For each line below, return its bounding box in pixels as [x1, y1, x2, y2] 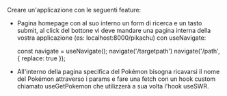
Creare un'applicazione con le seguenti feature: [7, 6, 142, 14]
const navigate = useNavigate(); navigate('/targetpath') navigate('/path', [16, 47, 220, 55]
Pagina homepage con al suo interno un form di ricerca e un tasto [16, 19, 202, 27]
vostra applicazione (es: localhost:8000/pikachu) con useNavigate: [16, 34, 206, 42]
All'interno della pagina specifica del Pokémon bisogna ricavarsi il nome [16, 68, 220, 75]
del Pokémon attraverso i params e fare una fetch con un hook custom [16, 75, 216, 83]
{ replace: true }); [16, 54, 66, 62]
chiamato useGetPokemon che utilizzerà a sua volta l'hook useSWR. [16, 82, 210, 90]
